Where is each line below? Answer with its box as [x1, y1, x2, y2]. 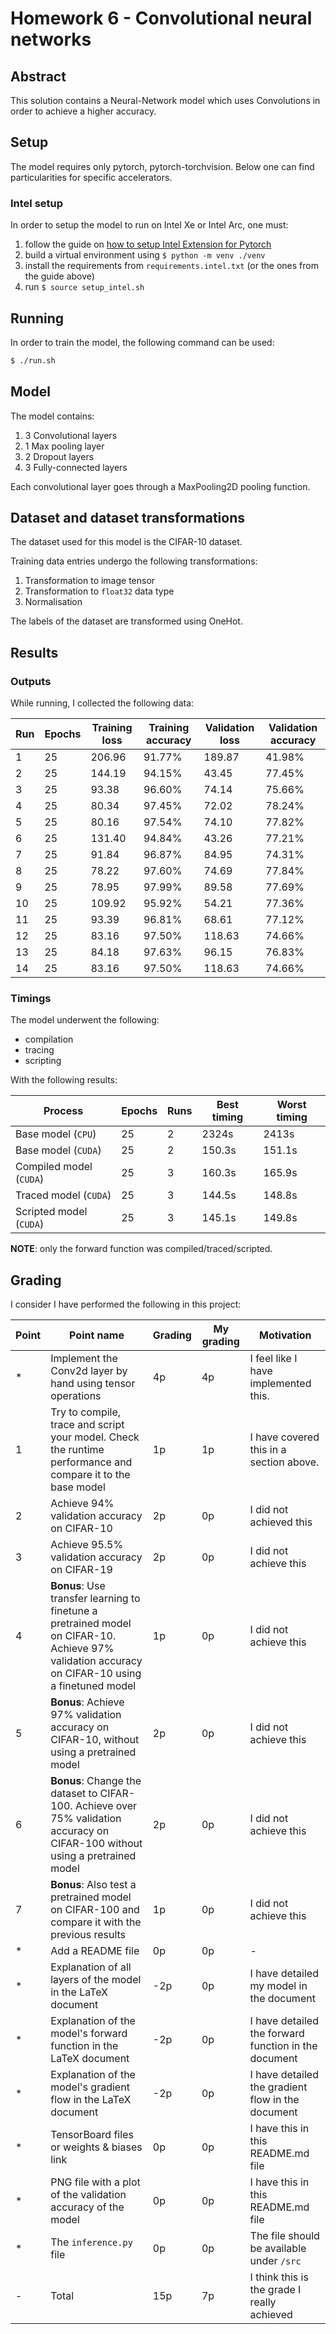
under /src [249, 2254, 302, 2268]
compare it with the [50, 1915, 142, 1929]
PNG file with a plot [50, 2175, 141, 2189]
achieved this [249, 1515, 313, 1529]
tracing [24, 1044, 55, 1056]
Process [43, 1104, 84, 1118]
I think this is [249, 2270, 309, 2284]
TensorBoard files [50, 2128, 134, 2142]
